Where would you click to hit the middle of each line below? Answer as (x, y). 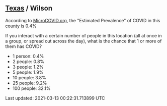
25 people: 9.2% (30, 83)
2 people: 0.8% (28, 61)
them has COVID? (23, 46)
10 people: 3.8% (29, 77)
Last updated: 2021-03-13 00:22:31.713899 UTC (55, 98)
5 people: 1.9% (28, 72)
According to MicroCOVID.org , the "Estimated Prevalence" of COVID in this (83, 20)
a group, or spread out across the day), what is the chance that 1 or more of (83, 41)
